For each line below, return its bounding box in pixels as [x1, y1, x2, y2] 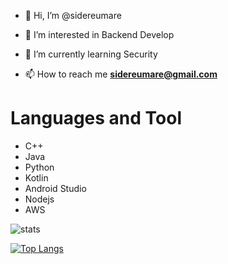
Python [24, 161, 55, 173]
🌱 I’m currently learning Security [24, 48, 158, 60]
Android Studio [24, 182, 87, 194]
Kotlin [24, 171, 49, 184]
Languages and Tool [10, 107, 182, 130]
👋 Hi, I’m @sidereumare [24, 10, 122, 21]
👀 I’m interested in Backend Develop [24, 29, 175, 40]
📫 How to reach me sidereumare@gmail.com [24, 68, 218, 80]
